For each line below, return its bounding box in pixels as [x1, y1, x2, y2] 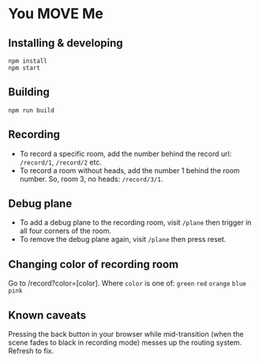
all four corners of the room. [19, 226, 112, 236]
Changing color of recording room [8, 258, 179, 271]
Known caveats [8, 308, 87, 322]
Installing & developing [8, 36, 124, 50]
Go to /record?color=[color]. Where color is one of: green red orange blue [8, 278, 246, 288]
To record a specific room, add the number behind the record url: [19, 149, 232, 158]
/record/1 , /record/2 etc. [19, 157, 103, 167]
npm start [8, 64, 41, 72]
